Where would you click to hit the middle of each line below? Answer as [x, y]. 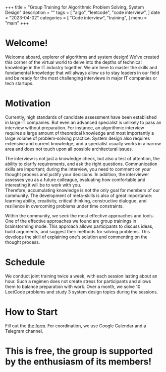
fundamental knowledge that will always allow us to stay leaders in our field [82, 73]
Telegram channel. [24, 331]
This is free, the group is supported [79, 351]
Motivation [28, 103]
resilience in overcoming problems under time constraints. [64, 206]
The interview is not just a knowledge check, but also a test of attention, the [83, 158]
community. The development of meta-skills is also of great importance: [79, 195]
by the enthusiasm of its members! [78, 361]
